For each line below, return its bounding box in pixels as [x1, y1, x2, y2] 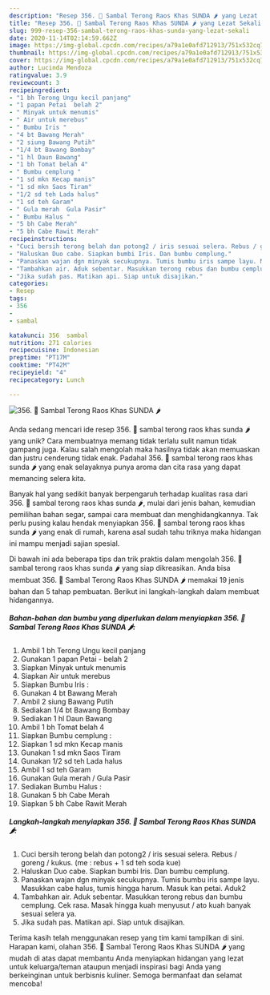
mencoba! [9, 978, 42, 989]
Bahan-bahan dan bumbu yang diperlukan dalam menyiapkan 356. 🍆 [9, 613, 246, 623]
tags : [9, 295, 27, 303]
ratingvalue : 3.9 [9, 71, 67, 79]
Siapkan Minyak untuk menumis [20, 662, 127, 672]
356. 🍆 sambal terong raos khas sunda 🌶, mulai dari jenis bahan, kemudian [9, 498, 256, 508]
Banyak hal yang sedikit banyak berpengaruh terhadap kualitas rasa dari [9, 489, 248, 499]
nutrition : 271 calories [9, 339, 92, 347]
